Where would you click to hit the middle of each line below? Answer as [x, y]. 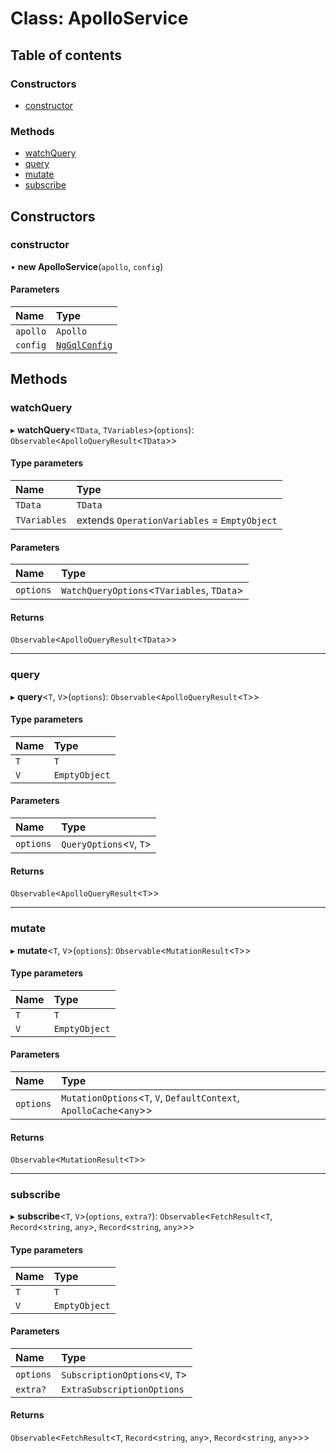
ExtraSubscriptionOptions [123, 1389]
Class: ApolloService [99, 18]
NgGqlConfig [84, 345]
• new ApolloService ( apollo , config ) [87, 266]
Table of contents [66, 55]
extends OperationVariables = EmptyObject [177, 520]
